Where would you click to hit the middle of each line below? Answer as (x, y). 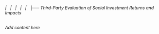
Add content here (23, 28)
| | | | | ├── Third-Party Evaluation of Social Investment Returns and (79, 8)
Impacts (13, 12)
